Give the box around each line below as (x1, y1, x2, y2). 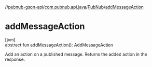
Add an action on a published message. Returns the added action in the (5, 51, 147, 57)
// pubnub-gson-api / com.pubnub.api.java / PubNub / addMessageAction (5, 4, 144, 10)
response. (5, 56, 25, 62)
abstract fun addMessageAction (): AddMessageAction (5, 42, 113, 48)
